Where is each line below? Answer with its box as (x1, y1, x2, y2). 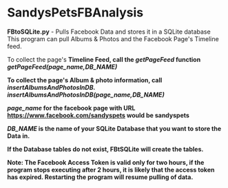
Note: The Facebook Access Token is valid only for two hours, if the (7, 158, 205, 166)
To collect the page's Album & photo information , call (7, 75, 163, 84)
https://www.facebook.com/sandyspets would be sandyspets (7, 111, 189, 119)
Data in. (7, 132, 30, 140)
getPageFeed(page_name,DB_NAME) (7, 62, 118, 71)
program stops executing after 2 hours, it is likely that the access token (7, 165, 215, 174)
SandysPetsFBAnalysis (7, 5, 144, 21)
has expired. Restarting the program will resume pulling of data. (7, 173, 194, 181)
